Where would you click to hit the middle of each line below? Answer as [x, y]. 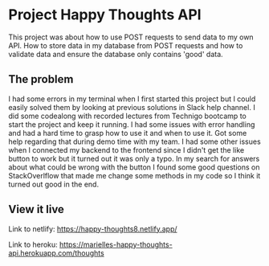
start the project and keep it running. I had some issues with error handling [132, 124]
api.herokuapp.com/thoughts [56, 253]
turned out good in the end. [53, 184]
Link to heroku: [33, 244]
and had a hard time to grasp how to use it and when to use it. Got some [128, 133]
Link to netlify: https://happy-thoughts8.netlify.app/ [93, 229]
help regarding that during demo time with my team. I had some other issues [134, 141]
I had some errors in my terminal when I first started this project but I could [132, 99]
